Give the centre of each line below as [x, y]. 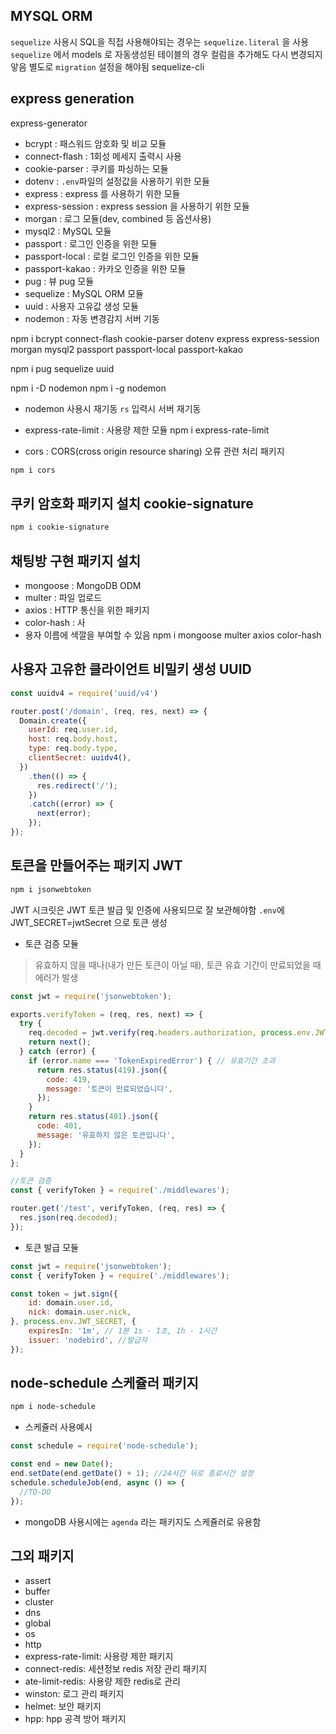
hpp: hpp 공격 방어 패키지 [75, 1719]
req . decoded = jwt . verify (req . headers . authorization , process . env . [172, 1033]
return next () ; [60, 1042]
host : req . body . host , [73, 739]
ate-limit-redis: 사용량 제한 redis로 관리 [102, 1681]
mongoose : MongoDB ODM [83, 585]
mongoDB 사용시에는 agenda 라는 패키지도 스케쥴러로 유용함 [143, 1521]
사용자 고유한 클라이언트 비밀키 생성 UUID [131, 669]
